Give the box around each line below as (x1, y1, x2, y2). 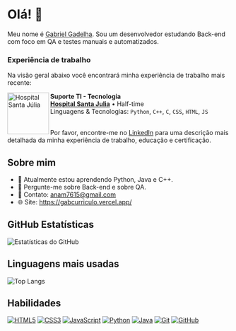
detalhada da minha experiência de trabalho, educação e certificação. (7, 136, 212, 144)
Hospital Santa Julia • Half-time (50, 100, 145, 108)
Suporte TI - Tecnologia (50, 92, 122, 101)
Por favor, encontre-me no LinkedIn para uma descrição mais (50, 129, 229, 137)
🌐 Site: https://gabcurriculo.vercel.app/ (17, 198, 132, 207)
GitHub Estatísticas (7, 219, 94, 231)
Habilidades (7, 297, 61, 310)
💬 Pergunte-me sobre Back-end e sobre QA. (17, 183, 146, 192)
